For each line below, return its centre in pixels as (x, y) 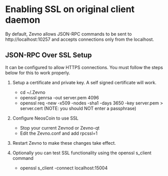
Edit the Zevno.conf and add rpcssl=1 (59, 133)
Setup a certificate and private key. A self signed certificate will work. (85, 82)
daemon (23, 20)
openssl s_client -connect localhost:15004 (64, 168)
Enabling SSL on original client (70, 9)
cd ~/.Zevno (33, 92)
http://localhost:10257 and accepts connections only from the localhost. (80, 39)
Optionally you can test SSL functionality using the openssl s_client (82, 153)
